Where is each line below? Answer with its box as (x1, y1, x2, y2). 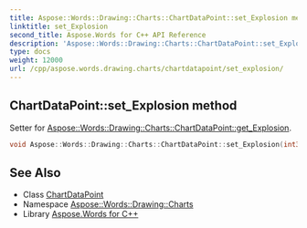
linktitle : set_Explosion (9, 22, 108, 31)
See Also (9, 165, 61, 181)
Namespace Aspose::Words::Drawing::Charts (22, 199, 194, 210)
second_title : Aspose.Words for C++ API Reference (9, 30, 206, 39)
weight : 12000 (9, 56, 64, 65)
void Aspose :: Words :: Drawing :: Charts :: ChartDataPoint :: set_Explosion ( (9, 140, 284, 149)
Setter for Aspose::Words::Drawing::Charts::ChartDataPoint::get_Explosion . (9, 122, 292, 133)
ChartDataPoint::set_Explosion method (9, 98, 238, 114)
